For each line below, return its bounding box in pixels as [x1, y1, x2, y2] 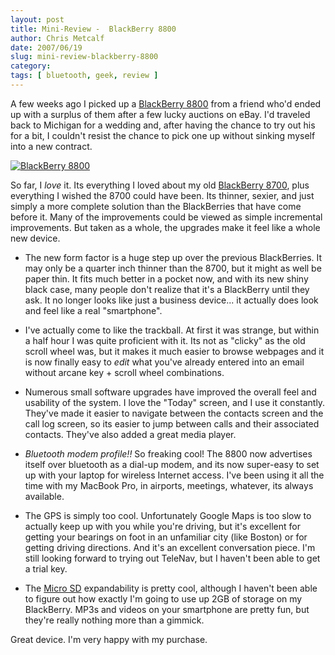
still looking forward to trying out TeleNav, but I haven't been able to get [24, 552, 321, 564]
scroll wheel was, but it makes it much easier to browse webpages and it [24, 345, 325, 357]
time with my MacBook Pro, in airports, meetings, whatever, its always [24, 479, 314, 491]
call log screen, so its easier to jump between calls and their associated [24, 417, 320, 430]
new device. [10, 232, 61, 244]
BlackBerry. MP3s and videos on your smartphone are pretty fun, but [24, 603, 310, 615]
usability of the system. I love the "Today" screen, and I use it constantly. [24, 396, 326, 408]
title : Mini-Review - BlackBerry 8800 [10, 24, 177, 34]
